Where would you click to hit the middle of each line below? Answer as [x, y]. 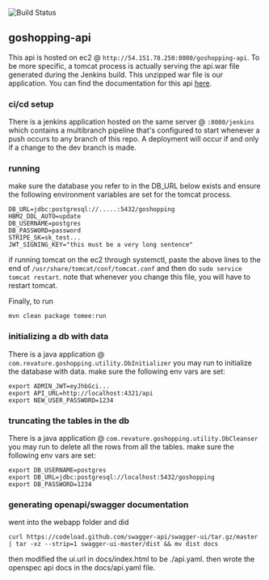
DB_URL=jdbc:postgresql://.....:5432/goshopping [92, 210]
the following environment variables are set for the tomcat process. [120, 195]
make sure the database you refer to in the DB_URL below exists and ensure [134, 186]
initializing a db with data [59, 337]
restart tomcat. [33, 286]
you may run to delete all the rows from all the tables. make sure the [121, 447]
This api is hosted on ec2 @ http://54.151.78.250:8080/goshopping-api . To [134, 57]
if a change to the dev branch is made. [73, 148]
